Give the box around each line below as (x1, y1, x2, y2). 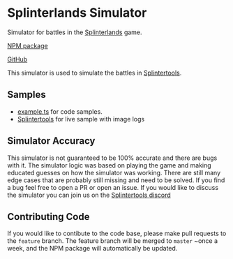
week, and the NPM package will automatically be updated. (7, 244, 178, 253)
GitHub (7, 54, 28, 64)
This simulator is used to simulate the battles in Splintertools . (7, 68, 182, 77)
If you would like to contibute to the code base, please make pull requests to (7, 229, 227, 238)
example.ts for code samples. (17, 107, 103, 116)
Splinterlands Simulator (7, 5, 147, 21)
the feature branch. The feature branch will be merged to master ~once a (7, 237, 218, 245)
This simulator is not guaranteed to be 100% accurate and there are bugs (7, 154, 218, 162)
